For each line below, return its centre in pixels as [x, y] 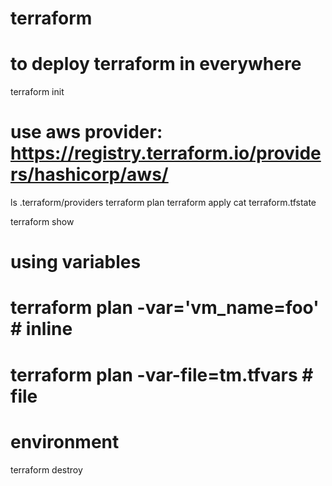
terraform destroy [46, 469]
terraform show [42, 222]
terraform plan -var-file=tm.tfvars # [162, 374]
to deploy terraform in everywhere [156, 64]
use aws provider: [86, 132]
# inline [41, 329]
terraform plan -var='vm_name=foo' [165, 308]
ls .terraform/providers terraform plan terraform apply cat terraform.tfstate [163, 203]
